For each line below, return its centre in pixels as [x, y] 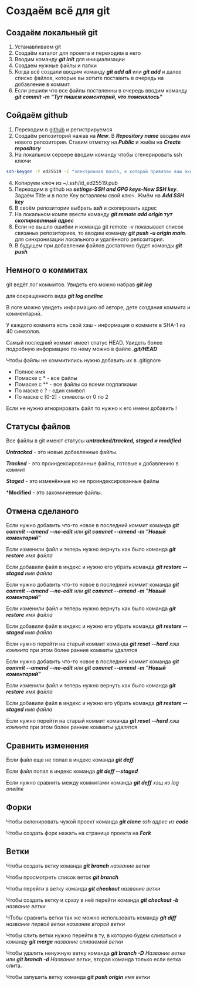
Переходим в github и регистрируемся [63, 129]
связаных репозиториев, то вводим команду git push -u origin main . [100, 233]
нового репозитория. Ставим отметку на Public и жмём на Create [98, 142]
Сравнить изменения [47, 745]
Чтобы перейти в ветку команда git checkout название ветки [83, 888]
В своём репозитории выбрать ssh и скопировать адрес [86, 208]
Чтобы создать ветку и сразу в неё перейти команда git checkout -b [92, 900]
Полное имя [30, 372]
